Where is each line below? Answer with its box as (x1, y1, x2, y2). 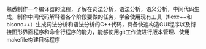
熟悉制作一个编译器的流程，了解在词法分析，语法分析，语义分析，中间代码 (6, 6, 194, 12)
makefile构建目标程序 (6, 36, 60, 43)
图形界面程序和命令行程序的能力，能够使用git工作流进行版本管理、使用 (11, 28, 190, 36)
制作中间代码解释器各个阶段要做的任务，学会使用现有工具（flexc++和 (17, 13, 193, 20)
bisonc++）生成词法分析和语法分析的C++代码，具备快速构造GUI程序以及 (6, 21, 191, 28)
